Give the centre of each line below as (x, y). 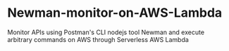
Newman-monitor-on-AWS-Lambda (115, 13)
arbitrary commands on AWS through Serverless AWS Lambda (98, 39)
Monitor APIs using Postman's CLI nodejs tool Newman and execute (106, 32)
